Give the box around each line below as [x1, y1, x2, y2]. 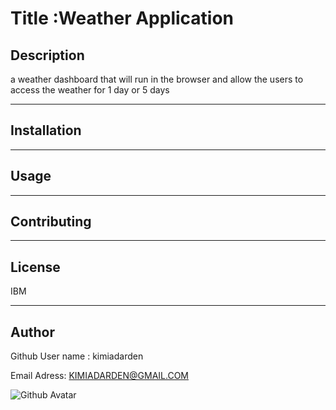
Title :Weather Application [10, 7, 235, 30]
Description [10, 47, 85, 64]
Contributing [10, 213, 92, 231]
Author [10, 323, 55, 341]
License [10, 258, 61, 276]
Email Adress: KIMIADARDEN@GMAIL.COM [10, 370, 189, 382]
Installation [10, 122, 82, 139]
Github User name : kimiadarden [10, 350, 144, 362]
